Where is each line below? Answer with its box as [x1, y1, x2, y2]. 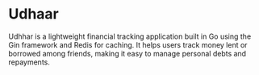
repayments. [8, 57, 50, 67]
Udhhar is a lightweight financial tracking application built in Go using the [8, 31, 252, 41]
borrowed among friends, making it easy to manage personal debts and [8, 48, 247, 58]
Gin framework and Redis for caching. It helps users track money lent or [8, 40, 248, 49]
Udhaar [8, 5, 59, 23]
